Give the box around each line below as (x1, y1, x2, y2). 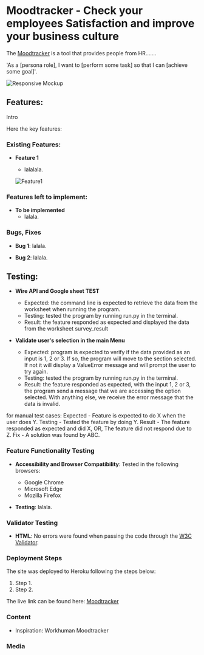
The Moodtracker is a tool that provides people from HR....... (6, 49, 157, 57)
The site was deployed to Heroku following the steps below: (6, 568, 156, 575)
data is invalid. (24, 400, 61, 408)
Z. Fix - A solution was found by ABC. (6, 431, 100, 439)
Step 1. (15, 580, 32, 587)
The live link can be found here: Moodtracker (6, 598, 120, 605)
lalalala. (24, 166, 44, 173)
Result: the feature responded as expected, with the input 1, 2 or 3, (24, 381, 191, 388)
